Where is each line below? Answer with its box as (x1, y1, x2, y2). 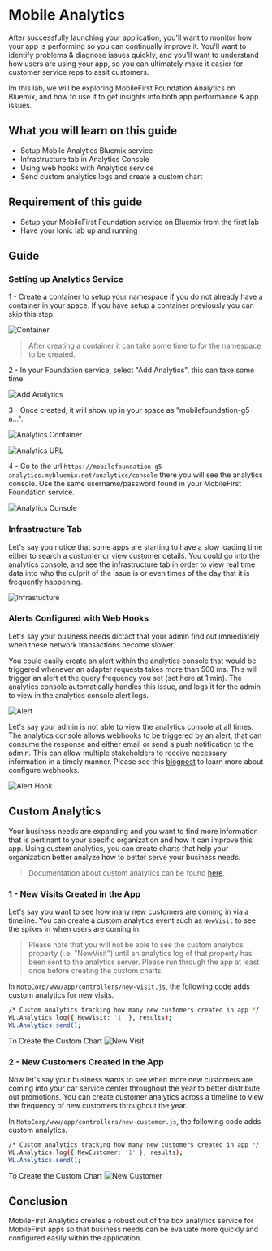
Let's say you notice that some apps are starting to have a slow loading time (8, 542, 263, 551)
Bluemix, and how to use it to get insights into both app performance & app (8, 91, 259, 101)
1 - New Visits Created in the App (8, 888, 141, 899)
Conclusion (8, 1194, 68, 1208)
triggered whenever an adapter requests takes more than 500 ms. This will (8, 664, 258, 674)
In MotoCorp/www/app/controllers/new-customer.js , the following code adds (8, 1116, 261, 1126)
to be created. (28, 349, 76, 359)
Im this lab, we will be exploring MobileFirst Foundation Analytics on (8, 83, 235, 93)
